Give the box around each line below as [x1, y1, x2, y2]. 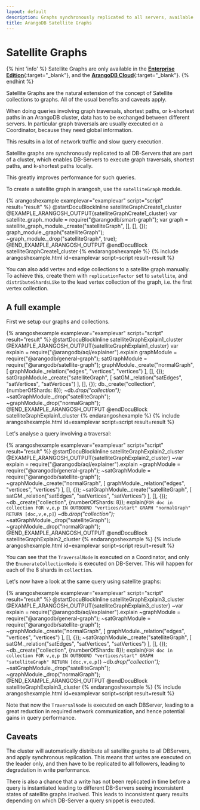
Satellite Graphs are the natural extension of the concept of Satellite [6, 90, 173, 97]
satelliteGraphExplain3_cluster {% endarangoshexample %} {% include [6, 683, 181, 691]
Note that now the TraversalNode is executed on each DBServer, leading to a [6, 701, 194, 708]
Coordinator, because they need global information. [6, 127, 133, 134]
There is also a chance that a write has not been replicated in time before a [6, 778, 190, 785]
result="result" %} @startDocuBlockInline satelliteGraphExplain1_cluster [6, 336, 183, 343]
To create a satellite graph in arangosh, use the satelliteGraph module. [6, 186, 182, 193]
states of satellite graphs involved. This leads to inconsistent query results [6, 790, 189, 797]
